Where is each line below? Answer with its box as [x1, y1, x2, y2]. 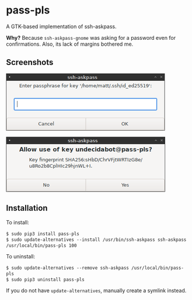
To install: [6, 219, 29, 226]
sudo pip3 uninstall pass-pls [11, 277, 85, 282]
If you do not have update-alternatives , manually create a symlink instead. [6, 287, 187, 294]
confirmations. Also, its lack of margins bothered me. [6, 40, 134, 47]
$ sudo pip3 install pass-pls [6, 231, 80, 237]
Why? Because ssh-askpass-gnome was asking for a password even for [6, 34, 176, 41]
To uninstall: [6, 253, 36, 260]
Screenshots [6, 57, 54, 67]
